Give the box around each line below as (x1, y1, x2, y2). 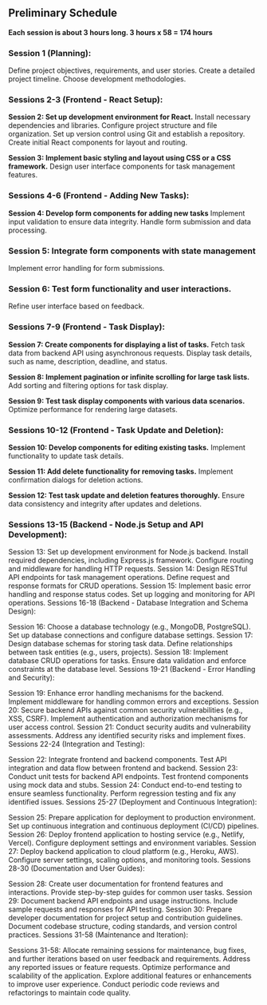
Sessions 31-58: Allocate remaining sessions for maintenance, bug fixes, (8, 946, 247, 955)
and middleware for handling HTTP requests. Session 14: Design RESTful (8, 564, 248, 574)
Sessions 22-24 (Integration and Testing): (8, 739, 145, 749)
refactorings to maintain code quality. (8, 988, 132, 998)
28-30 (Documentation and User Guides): (8, 864, 145, 873)
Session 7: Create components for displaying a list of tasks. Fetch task (8, 340, 245, 349)
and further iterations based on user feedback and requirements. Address (8, 954, 251, 963)
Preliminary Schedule (8, 6, 118, 20)
